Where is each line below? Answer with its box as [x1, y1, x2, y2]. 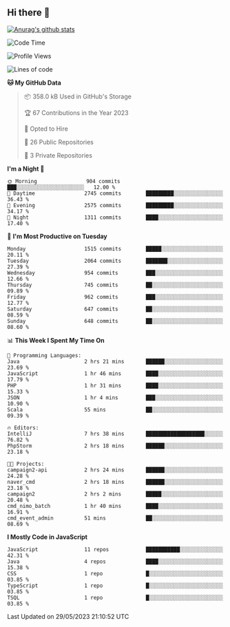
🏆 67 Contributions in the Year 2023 [23, 108, 129, 117]
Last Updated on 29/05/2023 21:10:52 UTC [7, 612, 129, 620]
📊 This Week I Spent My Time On [7, 336, 105, 344]
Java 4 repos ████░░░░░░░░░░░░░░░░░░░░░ [7, 558, 224, 565]
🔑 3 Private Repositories [23, 151, 93, 159]
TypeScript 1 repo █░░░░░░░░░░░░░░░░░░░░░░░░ [7, 582, 224, 589]
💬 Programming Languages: [7, 352, 81, 359]
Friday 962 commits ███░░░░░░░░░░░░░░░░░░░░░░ [7, 293, 224, 300]
